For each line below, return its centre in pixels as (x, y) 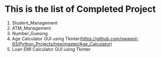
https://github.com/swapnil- (110, 39)
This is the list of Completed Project (80, 9)
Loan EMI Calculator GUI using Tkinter (51, 49)
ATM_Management (31, 28)
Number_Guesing (30, 33)
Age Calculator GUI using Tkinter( (46, 39)
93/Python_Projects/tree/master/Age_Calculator (61, 44)
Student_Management (35, 23)
